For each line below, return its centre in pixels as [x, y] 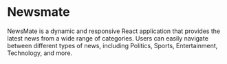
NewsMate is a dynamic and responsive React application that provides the [114, 31]
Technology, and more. [40, 53]
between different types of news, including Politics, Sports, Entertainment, [112, 45]
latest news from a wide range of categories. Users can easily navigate [108, 38]
